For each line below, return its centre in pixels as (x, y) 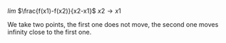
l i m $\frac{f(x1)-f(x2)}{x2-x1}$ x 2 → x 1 (64, 11)
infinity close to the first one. (50, 32)
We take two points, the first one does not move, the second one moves (113, 24)
